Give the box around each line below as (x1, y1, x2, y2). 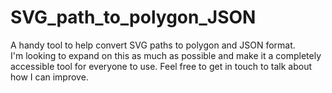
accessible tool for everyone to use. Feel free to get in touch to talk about (10, 60, 313, 72)
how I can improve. (10, 71, 89, 83)
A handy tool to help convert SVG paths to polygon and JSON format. (10, 39, 296, 51)
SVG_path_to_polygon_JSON (10, 6, 257, 29)
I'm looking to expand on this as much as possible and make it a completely (10, 49, 322, 61)
